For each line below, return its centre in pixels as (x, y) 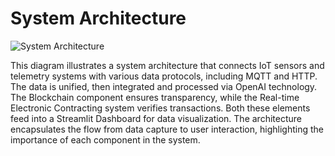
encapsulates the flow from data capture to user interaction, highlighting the (167, 129)
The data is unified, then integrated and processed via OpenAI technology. (164, 86)
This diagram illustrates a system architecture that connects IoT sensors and (167, 65)
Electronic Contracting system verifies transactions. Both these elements (160, 108)
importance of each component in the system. (105, 139)
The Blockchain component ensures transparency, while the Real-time (155, 97)
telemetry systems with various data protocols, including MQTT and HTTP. (164, 76)
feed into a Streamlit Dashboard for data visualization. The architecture (156, 118)
